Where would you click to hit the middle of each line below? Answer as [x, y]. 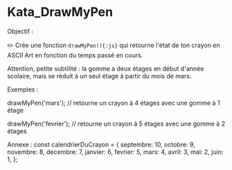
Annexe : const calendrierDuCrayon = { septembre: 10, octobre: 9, [101, 144]
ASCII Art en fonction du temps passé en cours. [75, 55]
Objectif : [20, 31]
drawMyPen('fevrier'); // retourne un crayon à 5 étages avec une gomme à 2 [116, 124]
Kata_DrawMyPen [60, 12]
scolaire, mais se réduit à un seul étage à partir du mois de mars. [99, 76]
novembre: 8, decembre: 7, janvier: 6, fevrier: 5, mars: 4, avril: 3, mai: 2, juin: [115, 152]
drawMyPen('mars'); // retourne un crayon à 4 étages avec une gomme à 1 [114, 103]
